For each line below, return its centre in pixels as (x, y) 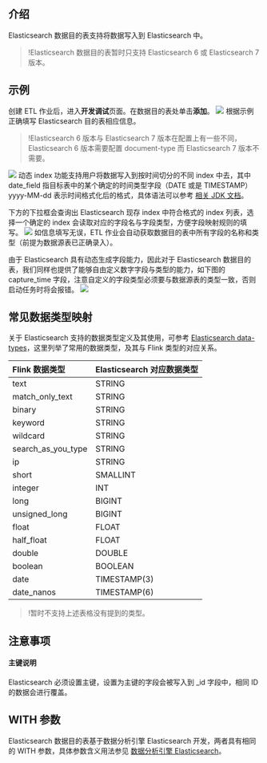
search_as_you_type (50, 449)
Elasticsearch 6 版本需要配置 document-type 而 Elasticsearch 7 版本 (140, 148)
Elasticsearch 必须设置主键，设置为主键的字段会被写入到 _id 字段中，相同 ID (133, 682)
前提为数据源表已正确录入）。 (70, 242)
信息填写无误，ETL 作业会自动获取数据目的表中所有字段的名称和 (147, 232)
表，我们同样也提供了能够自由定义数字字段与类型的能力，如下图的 (117, 269)
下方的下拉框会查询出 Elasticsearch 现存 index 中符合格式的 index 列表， (128, 212)
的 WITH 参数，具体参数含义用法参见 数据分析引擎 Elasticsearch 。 (117, 751)
